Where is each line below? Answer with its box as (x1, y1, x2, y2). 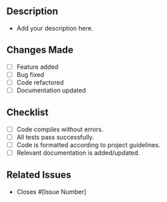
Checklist (6, 107, 49, 119)
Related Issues (6, 169, 71, 181)
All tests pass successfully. (16, 133, 94, 141)
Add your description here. (16, 24, 94, 32)
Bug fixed (16, 70, 44, 78)
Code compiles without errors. (16, 125, 104, 133)
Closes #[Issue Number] (16, 187, 87, 196)
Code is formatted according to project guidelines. (16, 140, 161, 149)
